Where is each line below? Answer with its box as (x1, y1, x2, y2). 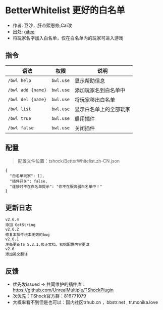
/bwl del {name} (8, 97, 47, 102)
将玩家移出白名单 (75, 96, 116, 103)
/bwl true (8, 115, 31, 121)
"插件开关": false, (10, 179, 48, 184)
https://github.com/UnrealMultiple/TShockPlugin (12, 287, 114, 293)
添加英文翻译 (5, 252, 28, 257)
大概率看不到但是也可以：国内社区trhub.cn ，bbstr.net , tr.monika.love (12, 299, 158, 305)
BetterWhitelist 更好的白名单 (5, 5, 125, 16)
